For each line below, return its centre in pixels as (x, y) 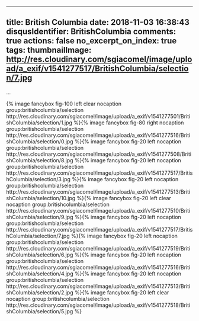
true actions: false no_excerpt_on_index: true (92, 41)
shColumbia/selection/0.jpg (40, 141)
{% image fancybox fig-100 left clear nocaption (64, 104)
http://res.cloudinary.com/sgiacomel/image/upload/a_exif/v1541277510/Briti (98, 210)
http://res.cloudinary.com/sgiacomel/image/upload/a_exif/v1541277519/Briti (98, 248)
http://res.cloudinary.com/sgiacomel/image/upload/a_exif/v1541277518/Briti (98, 305)
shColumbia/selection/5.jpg (40, 311)
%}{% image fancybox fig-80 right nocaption (129, 123)
